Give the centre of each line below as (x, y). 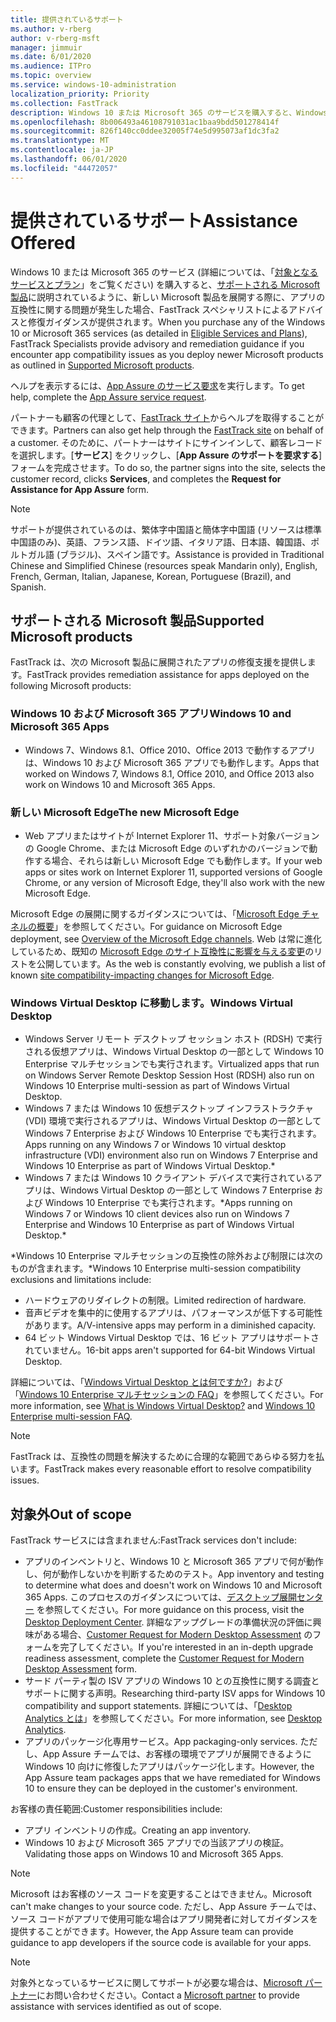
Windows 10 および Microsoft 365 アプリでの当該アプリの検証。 (157, 1843)
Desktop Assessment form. (81, 1669)
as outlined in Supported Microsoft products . (102, 365)
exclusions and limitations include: (81, 1280)
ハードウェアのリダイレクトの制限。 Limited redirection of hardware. (165, 1300)
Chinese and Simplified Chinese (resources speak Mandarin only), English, (164, 565)
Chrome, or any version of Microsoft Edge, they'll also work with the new (175, 882)
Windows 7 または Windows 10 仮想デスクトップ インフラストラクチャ (169, 1108)
